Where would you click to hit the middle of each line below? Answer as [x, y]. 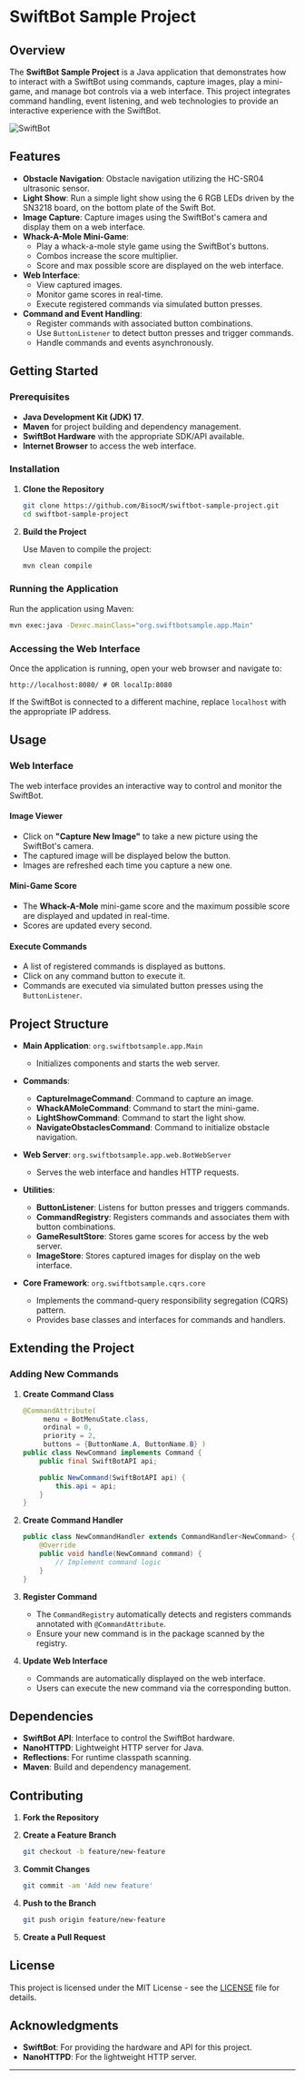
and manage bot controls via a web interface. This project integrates [162, 91]
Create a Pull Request [64, 1937]
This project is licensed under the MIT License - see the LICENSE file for [144, 1987]
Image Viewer [36, 816]
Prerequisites [39, 397]
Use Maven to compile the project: [87, 549]
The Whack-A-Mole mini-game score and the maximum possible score [156, 906]
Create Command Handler [73, 1520]
